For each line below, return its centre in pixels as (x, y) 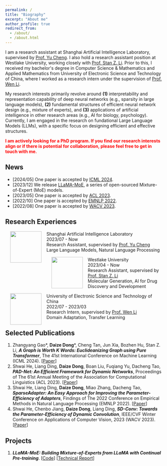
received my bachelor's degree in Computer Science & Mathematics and (80, 68)
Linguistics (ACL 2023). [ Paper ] (45, 382)
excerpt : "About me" (27, 19)
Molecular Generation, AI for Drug (122, 281)
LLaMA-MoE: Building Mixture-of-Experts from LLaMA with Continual (86, 453)
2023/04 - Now (104, 265)
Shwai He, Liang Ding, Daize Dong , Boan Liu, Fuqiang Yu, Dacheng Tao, (86, 366)
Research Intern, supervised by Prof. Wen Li (92, 312)
